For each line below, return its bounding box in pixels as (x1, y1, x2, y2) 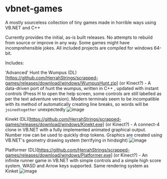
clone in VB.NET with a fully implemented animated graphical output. (5, 126, 147, 132)
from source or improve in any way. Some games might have (5, 39, 130, 45)
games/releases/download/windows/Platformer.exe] (5, 152, 113, 158)
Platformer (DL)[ (5, 147, 39, 153)
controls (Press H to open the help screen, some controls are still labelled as (5, 90, 162, 96)
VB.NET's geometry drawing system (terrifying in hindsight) (5, 137, 128, 143)
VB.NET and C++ (5, 24, 41, 30)
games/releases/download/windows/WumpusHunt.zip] (5, 80, 119, 86)
